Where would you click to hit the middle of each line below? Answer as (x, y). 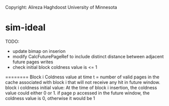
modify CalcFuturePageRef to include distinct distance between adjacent (88, 56)
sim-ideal (25, 28)
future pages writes (33, 62)
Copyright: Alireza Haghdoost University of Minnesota (61, 7)
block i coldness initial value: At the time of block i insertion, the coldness (81, 87)
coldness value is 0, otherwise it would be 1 (50, 98)
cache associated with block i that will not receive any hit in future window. (83, 82)
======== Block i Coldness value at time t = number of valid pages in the (82, 77)
